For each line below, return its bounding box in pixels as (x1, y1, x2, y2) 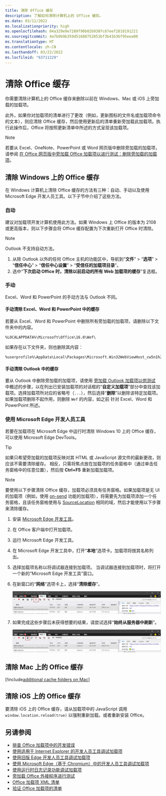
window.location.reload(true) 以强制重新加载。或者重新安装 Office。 (5, 712, 147, 718)
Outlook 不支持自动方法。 (5, 245, 57, 251)
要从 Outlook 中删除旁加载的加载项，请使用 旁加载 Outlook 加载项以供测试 (5, 377, 156, 383)
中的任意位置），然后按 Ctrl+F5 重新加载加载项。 (18, 467, 117, 472)
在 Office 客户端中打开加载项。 (12, 526, 75, 532)
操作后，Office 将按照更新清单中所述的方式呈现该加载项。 (13, 125, 132, 131)
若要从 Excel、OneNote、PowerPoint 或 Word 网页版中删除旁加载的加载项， (5, 145, 160, 151)
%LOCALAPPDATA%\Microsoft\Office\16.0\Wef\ (5, 335, 96, 340)
